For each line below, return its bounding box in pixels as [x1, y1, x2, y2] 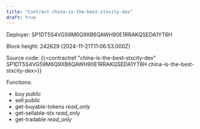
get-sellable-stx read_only [14, 109, 80, 116]
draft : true [6, 14, 36, 20]
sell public [14, 97, 41, 104]
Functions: [6, 79, 32, 86]
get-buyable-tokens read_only [14, 103, 91, 110]
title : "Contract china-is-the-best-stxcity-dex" [6, 8, 133, 15]
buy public [14, 90, 41, 97]
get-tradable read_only [14, 115, 72, 123]
